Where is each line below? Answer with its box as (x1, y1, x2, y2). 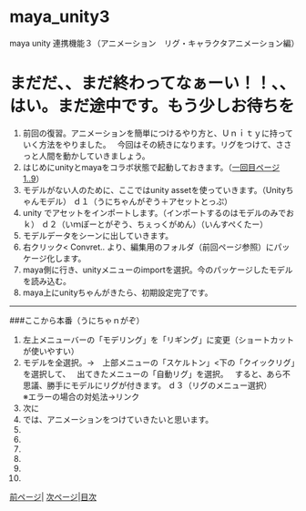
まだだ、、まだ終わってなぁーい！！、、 (9, 73, 296, 94)
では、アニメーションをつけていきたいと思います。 (22, 414, 214, 424)
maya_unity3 (9, 6, 110, 27)
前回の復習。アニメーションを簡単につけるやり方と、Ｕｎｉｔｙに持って (22, 128, 293, 138)
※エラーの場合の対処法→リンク (22, 391, 140, 402)
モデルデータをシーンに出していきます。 (22, 230, 174, 240)
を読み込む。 (22, 275, 71, 286)
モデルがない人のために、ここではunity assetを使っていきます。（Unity (22, 184, 287, 195)
